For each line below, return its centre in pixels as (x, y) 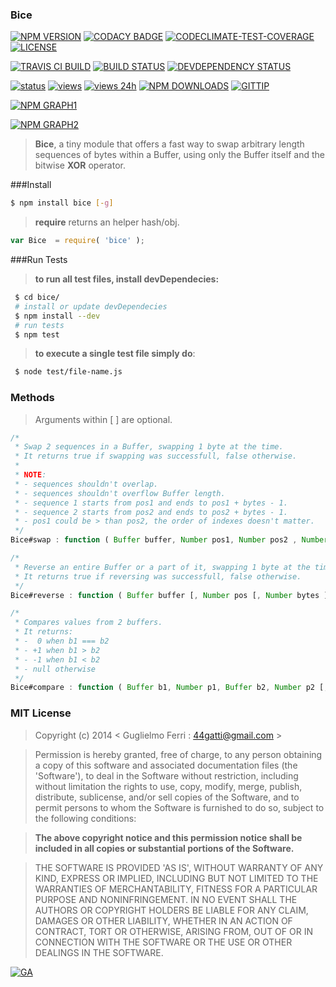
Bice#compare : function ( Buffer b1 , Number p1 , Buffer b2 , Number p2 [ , (169, 688)
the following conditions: (85, 818)
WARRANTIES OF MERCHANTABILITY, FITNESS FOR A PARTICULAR (176, 889)
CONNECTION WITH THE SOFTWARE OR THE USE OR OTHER (163, 942)
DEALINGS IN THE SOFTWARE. (99, 952)
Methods (32, 398)
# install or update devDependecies (91, 306)
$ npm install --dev (57, 316)
